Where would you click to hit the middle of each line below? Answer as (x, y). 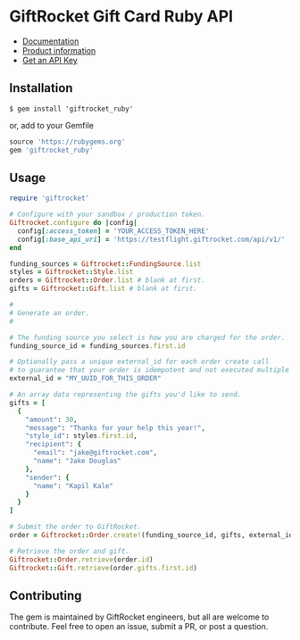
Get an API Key (50, 60)
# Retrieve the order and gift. (69, 551)
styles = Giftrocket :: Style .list (71, 272)
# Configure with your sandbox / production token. (107, 215)
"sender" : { (47, 478)
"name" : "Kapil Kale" (73, 486)
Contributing (46, 595)
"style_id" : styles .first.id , (82, 436)
